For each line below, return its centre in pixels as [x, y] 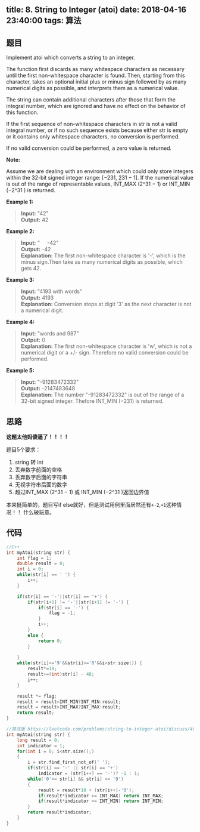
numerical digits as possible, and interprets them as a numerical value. [93, 88]
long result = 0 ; [38, 740]
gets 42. [31, 269]
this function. [22, 112]
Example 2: [20, 232]
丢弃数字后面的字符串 [41, 477]
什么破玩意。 [39, 512]
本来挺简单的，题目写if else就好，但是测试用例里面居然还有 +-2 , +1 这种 [91, 505]
